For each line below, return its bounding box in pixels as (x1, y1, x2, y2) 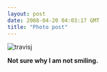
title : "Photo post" (7, 23, 69, 30)
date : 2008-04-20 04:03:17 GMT (7, 17, 100, 24)
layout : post (7, 10, 46, 18)
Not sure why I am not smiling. (7, 56, 98, 65)
